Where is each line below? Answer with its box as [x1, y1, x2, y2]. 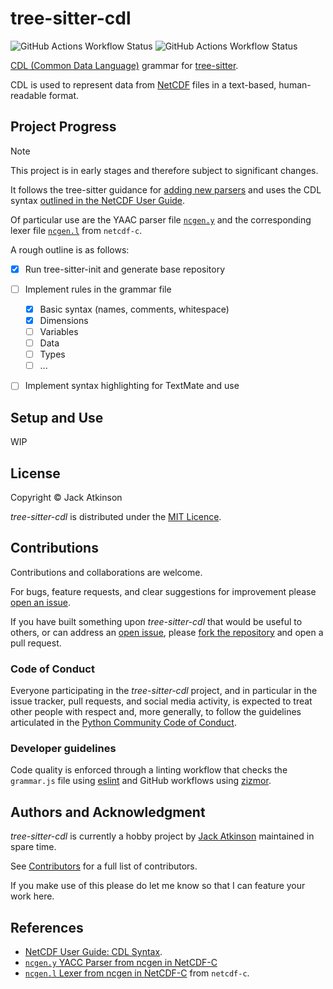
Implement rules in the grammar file [24, 283, 172, 295]
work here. [10, 890, 55, 902]
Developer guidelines [10, 741, 117, 755]
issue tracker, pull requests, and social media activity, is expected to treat [10, 695, 313, 707]
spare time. [10, 841, 57, 853]
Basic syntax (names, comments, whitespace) [39, 303, 230, 315]
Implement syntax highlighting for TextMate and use [24, 380, 240, 392]
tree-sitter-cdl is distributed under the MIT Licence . [10, 510, 222, 522]
